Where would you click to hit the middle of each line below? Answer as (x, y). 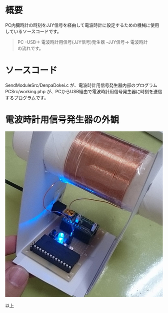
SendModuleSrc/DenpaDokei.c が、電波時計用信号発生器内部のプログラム (81, 85)
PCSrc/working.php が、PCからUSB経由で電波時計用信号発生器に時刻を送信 (84, 91)
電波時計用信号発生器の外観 (62, 120)
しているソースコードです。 (33, 31)
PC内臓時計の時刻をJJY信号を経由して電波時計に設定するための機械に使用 (82, 25)
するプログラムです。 (27, 98)
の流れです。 (30, 48)
